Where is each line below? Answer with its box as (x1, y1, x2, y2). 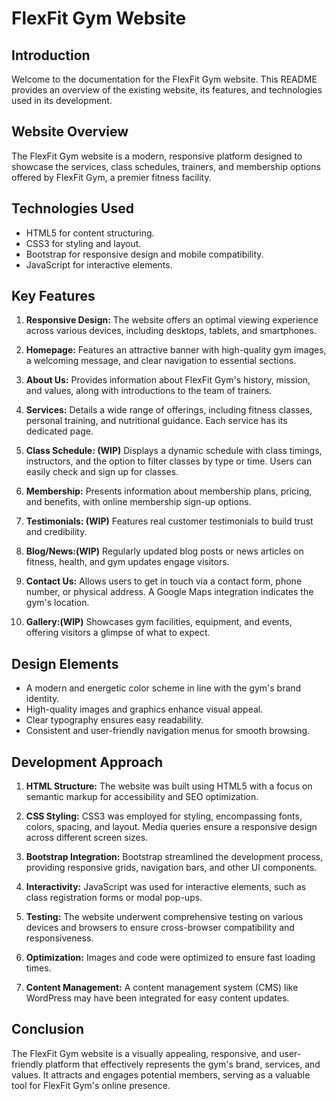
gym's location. (25, 597, 90, 609)
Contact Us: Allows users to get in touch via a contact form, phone (25, 575, 303, 587)
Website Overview (11, 123, 129, 141)
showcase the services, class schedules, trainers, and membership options (11, 160, 321, 172)
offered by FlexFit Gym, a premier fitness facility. (11, 171, 212, 183)
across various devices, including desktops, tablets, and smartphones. (25, 325, 317, 337)
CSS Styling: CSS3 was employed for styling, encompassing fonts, (25, 810, 303, 822)
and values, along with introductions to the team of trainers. (25, 385, 273, 397)
